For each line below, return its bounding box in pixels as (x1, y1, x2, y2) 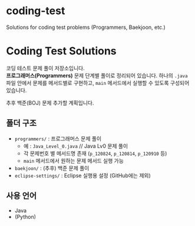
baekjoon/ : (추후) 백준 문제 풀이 (14, 164, 90, 172)
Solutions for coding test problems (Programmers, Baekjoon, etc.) (6, 24, 166, 31)
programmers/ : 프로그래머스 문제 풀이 (14, 135, 102, 142)
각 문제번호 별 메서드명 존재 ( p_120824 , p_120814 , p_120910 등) (23, 149, 167, 157)
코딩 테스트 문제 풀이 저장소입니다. (6, 64, 85, 71)
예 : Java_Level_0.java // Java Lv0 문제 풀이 (23, 142, 128, 149)
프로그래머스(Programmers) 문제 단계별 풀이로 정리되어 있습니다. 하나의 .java (6, 72, 188, 79)
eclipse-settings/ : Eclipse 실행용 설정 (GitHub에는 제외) (14, 172, 151, 179)
